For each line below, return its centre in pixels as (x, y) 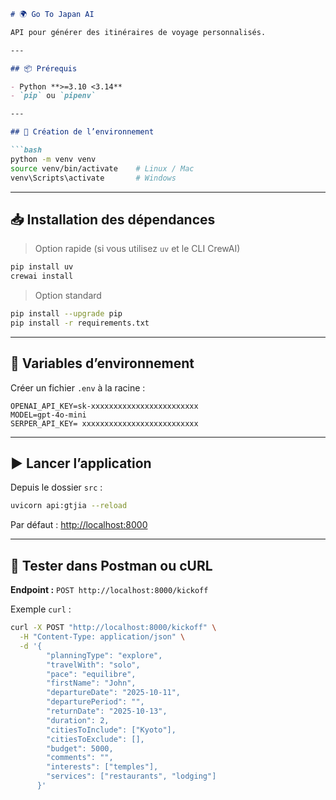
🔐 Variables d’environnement (102, 363)
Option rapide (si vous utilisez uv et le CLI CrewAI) (137, 249)
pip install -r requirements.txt (80, 323)
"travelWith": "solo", (93, 665)
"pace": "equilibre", (91, 674)
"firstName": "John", (91, 683)
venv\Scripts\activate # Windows (93, 178)
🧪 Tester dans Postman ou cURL (111, 565)
